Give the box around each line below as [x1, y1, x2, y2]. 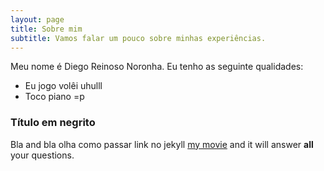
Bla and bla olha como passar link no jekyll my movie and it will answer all [10, 138, 314, 150]
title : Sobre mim [10, 24, 83, 34]
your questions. [10, 149, 75, 161]
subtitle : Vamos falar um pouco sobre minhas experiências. [10, 33, 267, 43]
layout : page [10, 14, 65, 25]
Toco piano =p [24, 91, 85, 103]
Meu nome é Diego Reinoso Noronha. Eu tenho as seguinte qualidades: [10, 61, 304, 73]
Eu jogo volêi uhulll [24, 80, 103, 92]
